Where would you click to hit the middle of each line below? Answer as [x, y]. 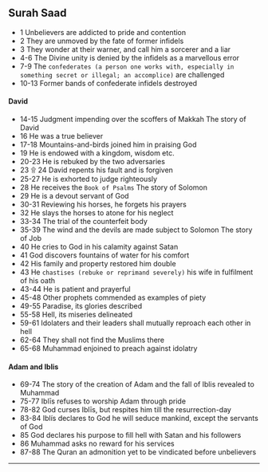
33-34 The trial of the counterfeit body [83, 222]
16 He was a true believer [61, 136]
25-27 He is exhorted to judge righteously [89, 179]
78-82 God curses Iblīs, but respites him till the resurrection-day [125, 410]
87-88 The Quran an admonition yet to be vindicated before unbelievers [138, 452]
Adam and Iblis [33, 367]
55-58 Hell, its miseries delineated [76, 315]
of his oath [37, 281]
